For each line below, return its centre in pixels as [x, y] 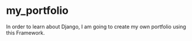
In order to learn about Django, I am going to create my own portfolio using [96, 27]
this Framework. [25, 32]
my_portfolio [37, 11]
